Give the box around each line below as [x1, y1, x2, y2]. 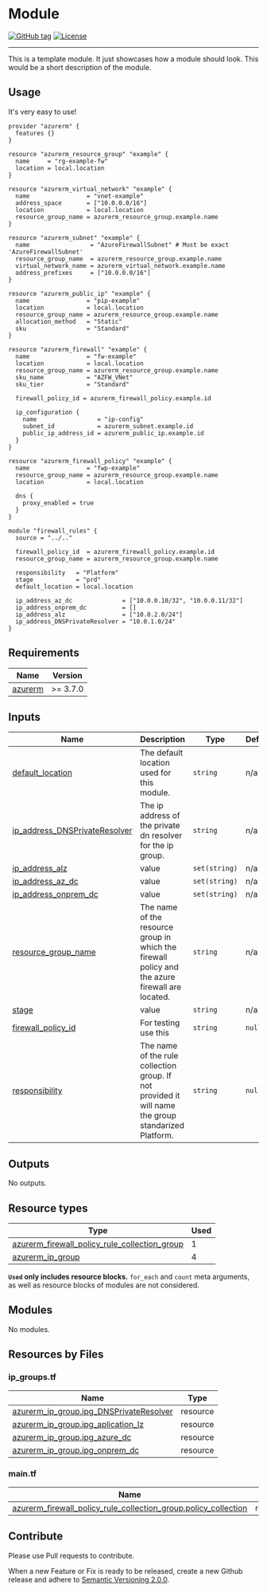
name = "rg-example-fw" [15, 157, 109, 165]
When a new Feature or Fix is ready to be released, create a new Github [8, 1566, 243, 1575]
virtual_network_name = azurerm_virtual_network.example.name [15, 261, 226, 269]
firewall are [140, 981, 182, 993]
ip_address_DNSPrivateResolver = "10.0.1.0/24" [15, 617, 176, 626]
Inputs [8, 710, 41, 724]
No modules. [8, 1324, 50, 1334]
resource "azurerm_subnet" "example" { [8, 234, 141, 242]
